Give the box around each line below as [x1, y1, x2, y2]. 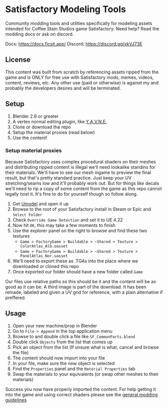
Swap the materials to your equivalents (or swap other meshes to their [12, 371, 159, 377]
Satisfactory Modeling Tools [5, 4, 126, 15]
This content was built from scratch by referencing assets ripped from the [5, 69, 159, 75]
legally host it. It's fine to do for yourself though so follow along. [5, 191, 138, 197]
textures [12, 233, 30, 239]
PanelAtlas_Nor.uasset [20, 253, 68, 258]
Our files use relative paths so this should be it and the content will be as [5, 278, 156, 284]
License [5, 56, 31, 64]
